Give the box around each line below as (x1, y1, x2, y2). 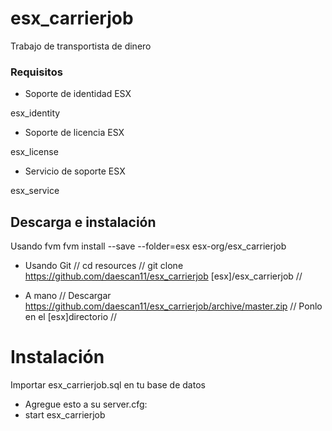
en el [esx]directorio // (24, 311, 118, 323)
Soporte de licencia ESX (24, 127, 125, 139)
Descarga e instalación (10, 213, 157, 231)
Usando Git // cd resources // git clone (24, 260, 184, 272)
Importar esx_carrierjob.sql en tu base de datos (10, 378, 206, 391)
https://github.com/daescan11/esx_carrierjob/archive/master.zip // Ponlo (24, 300, 323, 312)
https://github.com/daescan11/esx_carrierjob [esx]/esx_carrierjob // (24, 270, 303, 282)
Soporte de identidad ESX (24, 88, 132, 100)
